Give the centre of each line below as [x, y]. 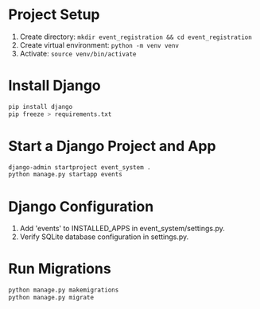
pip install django [41, 106]
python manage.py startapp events [66, 175]
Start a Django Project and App [112, 146]
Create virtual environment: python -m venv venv [99, 44]
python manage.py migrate [51, 298]
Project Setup [54, 15]
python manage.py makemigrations [64, 290]
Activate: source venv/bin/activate [78, 53]
